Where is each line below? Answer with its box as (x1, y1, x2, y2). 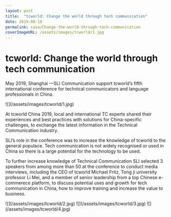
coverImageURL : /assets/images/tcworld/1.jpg (5, 30, 104, 35)
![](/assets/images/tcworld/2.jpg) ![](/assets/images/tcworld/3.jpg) (5, 201, 146, 207)
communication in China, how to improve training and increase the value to (5, 185, 163, 191)
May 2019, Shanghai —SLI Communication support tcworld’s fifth (5, 80, 142, 86)
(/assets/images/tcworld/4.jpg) (5, 206, 71, 212)
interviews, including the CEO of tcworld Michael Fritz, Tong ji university (5, 169, 157, 175)
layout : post (5, 8, 33, 13)
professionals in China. (5, 91, 54, 97)
